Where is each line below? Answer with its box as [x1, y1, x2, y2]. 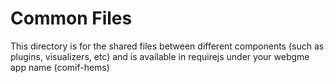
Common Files [10, 7, 133, 30]
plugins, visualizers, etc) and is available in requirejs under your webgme [10, 50, 310, 62]
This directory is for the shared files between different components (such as [10, 40, 325, 52]
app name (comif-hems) [10, 61, 110, 73]
